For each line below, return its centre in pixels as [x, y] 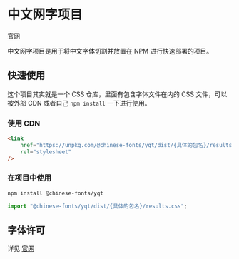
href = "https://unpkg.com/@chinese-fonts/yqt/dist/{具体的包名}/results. [128, 145]
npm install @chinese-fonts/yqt [55, 193]
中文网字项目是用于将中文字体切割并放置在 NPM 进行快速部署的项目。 [110, 51]
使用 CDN [24, 123]
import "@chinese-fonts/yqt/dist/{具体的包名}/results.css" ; [97, 206]
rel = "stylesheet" [46, 152]
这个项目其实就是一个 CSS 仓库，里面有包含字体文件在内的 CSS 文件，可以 [117, 94]
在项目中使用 [30, 178]
